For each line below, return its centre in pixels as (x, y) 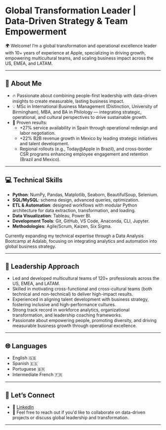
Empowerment (36, 32)
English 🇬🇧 (24, 358)
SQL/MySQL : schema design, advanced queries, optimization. (76, 200)
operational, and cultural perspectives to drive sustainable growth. (80, 117)
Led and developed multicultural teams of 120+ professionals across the (86, 278)
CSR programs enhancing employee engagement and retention (84, 154)
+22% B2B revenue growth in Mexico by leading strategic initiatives (88, 138)
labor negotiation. (38, 133)
